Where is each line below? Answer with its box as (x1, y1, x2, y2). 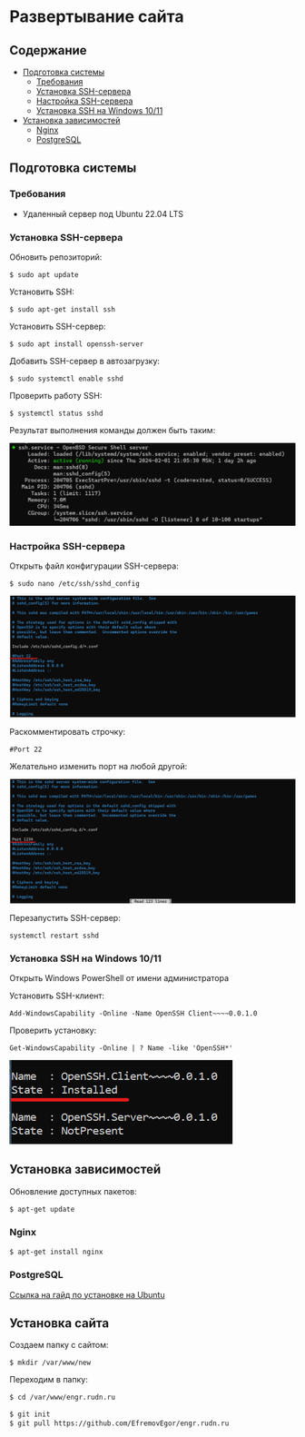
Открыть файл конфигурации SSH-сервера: (9, 560, 179, 571)
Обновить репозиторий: (9, 252, 103, 263)
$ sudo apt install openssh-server (9, 339, 144, 349)
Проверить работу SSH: (9, 390, 103, 401)
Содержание (9, 43, 88, 58)
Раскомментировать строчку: (9, 727, 125, 738)
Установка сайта (9, 1315, 110, 1331)
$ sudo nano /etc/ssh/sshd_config (9, 580, 141, 589)
